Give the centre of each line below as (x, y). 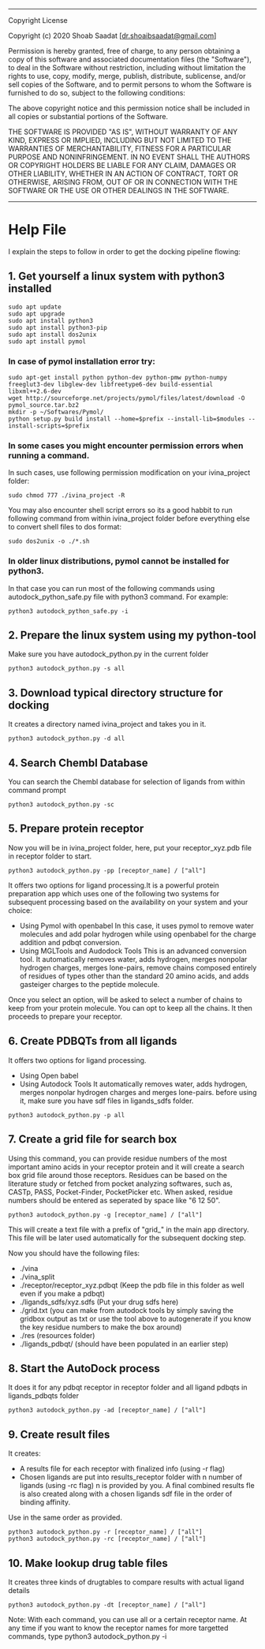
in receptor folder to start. (50, 856)
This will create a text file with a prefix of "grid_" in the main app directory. (129, 1229)
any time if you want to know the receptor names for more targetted (118, 1628)
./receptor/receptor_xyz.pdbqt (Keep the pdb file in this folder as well (132, 1285)
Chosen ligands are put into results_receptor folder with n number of (131, 1477)
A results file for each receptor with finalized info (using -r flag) (122, 1469)
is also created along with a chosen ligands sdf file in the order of (126, 1494)
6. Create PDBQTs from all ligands (93, 1041)
